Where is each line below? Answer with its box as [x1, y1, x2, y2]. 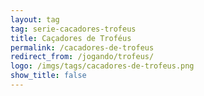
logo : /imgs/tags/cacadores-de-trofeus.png [10, 61, 195, 71]
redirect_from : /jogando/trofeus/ [10, 52, 155, 62]
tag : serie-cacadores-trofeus [10, 24, 137, 34]
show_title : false [10, 71, 87, 81]
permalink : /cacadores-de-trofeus [10, 42, 155, 53]
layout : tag [10, 14, 60, 25]
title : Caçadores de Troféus [10, 33, 132, 43]
